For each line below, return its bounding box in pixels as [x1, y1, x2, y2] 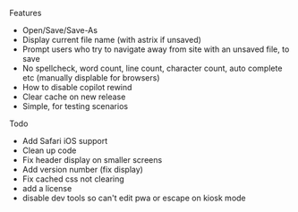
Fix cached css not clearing [21, 174, 125, 184]
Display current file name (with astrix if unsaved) [21, 35, 201, 45]
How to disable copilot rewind [21, 82, 132, 92]
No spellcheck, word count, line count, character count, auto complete [21, 63, 283, 73]
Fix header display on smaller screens [21, 155, 163, 165]
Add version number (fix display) [21, 165, 143, 174]
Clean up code [21, 145, 77, 156]
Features [9, 8, 42, 18]
